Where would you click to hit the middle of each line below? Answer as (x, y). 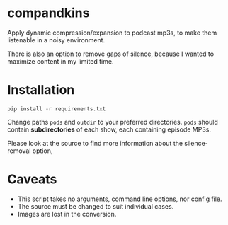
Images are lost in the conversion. (67, 214)
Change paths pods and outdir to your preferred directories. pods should (113, 122)
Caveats (32, 179)
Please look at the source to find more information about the (95, 143)
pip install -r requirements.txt (57, 109)
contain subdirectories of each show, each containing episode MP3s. (109, 129)
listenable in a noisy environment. (56, 40)
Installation (41, 90)
